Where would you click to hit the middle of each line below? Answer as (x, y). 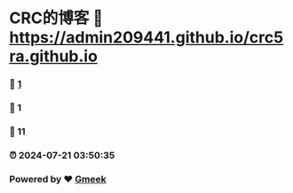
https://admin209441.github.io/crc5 (146, 38)
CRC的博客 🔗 (56, 18)
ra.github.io (53, 56)
